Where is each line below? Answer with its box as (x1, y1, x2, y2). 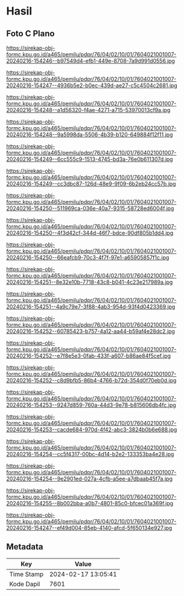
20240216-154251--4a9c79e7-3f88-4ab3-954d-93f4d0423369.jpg (6, 303, 176, 310)
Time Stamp (9, 570, 44, 578)
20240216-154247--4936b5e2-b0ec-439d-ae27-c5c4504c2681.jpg (6, 82, 178, 89)
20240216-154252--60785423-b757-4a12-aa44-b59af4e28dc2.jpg (6, 328, 175, 335)
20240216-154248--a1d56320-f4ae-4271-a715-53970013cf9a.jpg (6, 106, 171, 113)
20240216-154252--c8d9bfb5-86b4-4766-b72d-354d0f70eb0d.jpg (6, 377, 177, 384)
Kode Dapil (9, 580, 40, 588)
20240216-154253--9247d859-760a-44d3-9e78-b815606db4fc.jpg (6, 401, 176, 408)
